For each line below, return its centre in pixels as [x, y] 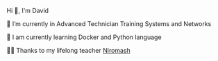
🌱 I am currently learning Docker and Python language [84, 37]
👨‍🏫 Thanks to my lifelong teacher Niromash [69, 50]
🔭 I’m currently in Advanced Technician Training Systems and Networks [109, 24]
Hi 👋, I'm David [28, 11]
